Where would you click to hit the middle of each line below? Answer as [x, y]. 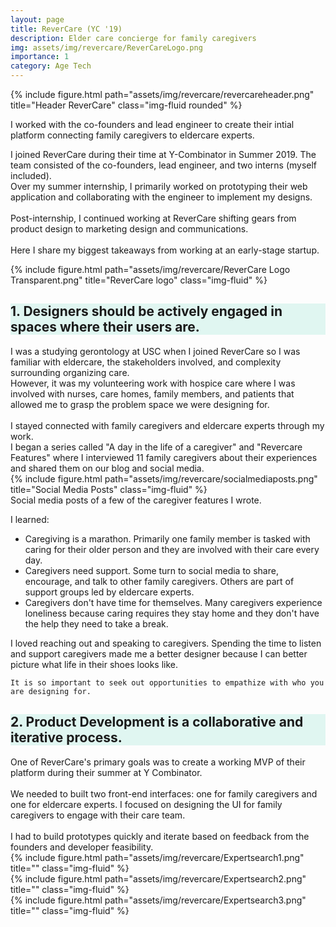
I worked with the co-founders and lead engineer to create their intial [152, 124]
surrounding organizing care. [70, 372]
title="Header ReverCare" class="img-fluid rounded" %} [126, 105]
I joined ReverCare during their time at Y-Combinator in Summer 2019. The [163, 154]
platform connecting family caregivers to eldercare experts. [132, 135]
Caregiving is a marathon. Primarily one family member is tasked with [167, 538]
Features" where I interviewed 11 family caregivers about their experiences [164, 457]
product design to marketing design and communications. [129, 229]
